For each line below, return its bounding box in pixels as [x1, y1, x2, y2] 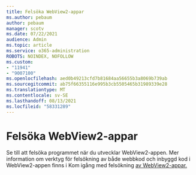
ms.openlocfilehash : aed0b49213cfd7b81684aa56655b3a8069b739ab [6, 76, 168, 82]
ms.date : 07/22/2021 [6, 31, 58, 37]
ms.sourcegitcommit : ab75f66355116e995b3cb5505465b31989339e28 [6, 82, 168, 87]
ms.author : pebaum [6, 14, 52, 20]
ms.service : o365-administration [6, 48, 90, 54]
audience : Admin [6, 37, 47, 43]
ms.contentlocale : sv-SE [6, 92, 68, 98]
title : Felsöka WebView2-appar [6, 8, 85, 15]
